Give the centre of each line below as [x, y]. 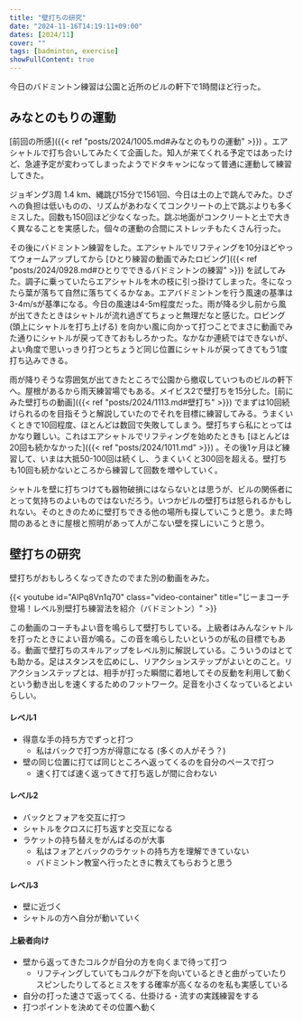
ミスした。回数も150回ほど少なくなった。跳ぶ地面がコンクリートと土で [142, 217]
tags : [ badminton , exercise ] [64, 52]
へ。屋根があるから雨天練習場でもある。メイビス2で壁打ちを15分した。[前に [151, 390]
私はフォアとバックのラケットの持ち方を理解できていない [142, 851]
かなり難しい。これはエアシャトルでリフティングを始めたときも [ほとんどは [150, 436]
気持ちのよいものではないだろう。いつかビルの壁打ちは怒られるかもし [162, 500]
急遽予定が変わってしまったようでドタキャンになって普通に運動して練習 [158, 164]
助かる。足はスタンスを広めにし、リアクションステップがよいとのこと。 [151, 661]
